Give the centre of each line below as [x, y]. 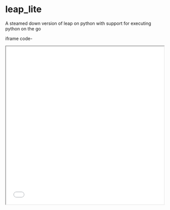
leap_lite [24, 9]
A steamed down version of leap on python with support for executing [78, 23]
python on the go [23, 28]
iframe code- [19, 38]
